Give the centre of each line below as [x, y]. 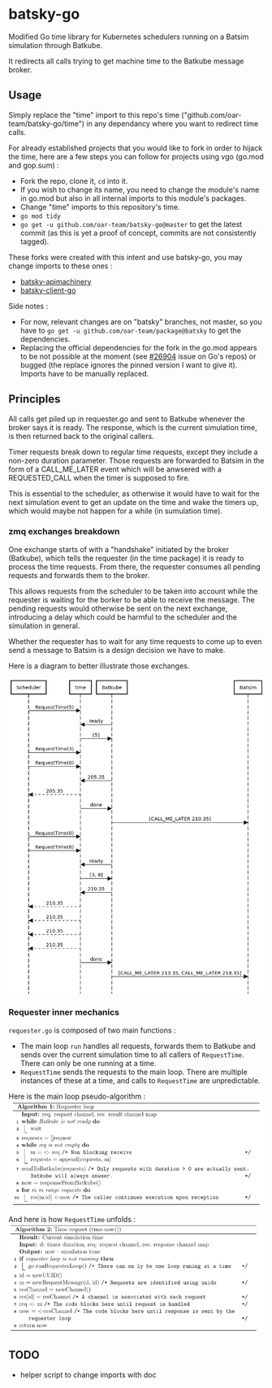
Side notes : [28, 306]
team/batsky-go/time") [47, 124]
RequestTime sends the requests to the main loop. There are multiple [134, 1072]
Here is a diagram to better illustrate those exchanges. [99, 666]
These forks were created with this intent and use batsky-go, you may [125, 257]
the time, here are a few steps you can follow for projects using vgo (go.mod [136, 156]
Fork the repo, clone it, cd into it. [74, 181]
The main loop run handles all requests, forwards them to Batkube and [138, 1046]
